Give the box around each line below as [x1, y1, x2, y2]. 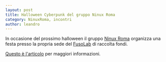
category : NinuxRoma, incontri [5, 17, 72, 22]
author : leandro [5, 21, 40, 27]
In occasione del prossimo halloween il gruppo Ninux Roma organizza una [5, 36, 161, 42]
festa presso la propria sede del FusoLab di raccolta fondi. [5, 41, 128, 47]
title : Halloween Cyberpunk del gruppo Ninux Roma [5, 12, 115, 17]
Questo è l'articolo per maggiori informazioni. [5, 51, 101, 57]
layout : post [5, 7, 33, 13]
